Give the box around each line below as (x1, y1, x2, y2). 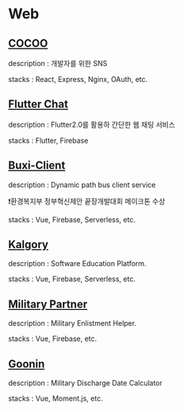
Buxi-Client (8, 159, 66, 172)
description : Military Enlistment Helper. (8, 319, 137, 328)
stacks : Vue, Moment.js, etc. (8, 393, 103, 403)
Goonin (8, 357, 45, 370)
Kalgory (8, 238, 49, 252)
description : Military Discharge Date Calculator (8, 378, 163, 388)
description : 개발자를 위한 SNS (8, 59, 108, 68)
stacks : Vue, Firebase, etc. (8, 334, 97, 343)
